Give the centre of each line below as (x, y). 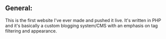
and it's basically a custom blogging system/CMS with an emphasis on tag (82, 25)
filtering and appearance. (31, 31)
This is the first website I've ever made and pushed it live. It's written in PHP (83, 20)
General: (19, 8)
